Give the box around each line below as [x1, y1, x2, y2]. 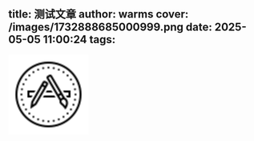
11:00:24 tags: [42, 33, 116, 46]
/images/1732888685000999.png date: [8, 21, 212, 34]
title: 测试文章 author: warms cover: [8, 7, 189, 22]
